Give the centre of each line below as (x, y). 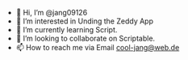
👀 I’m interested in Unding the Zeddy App (85, 21)
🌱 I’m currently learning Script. (67, 30)
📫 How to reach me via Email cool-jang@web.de (98, 47)
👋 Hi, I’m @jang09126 (52, 13)
